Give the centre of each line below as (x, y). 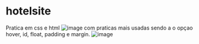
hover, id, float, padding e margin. (48, 34)
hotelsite (28, 11)
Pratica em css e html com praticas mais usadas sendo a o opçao (99, 28)
